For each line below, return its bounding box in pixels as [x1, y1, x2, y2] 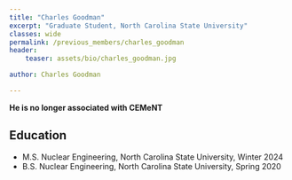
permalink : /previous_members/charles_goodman [9, 37, 185, 47]
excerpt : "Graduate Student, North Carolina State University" [9, 21, 249, 30]
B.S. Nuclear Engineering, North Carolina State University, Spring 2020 [21, 160, 281, 171]
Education [9, 128, 67, 143]
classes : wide [9, 29, 62, 38]
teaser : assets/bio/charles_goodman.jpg [25, 54, 177, 63]
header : [9, 46, 38, 55]
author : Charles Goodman [9, 70, 101, 80]
